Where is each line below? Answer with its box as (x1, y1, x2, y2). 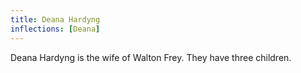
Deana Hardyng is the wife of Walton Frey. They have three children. (10, 51, 292, 63)
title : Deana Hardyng (10, 14, 101, 25)
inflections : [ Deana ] (10, 24, 101, 34)
